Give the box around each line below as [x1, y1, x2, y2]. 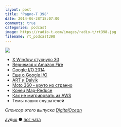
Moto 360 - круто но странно [12, 82, 73, 88]
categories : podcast [5, 25, 47, 30]
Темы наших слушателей [12, 97, 65, 103]
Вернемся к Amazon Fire [12, 62, 63, 67]
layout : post [5, 7, 32, 12]
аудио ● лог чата [5, 116, 41, 122]
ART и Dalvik [12, 77, 38, 83]
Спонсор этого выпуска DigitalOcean [5, 107, 82, 113]
